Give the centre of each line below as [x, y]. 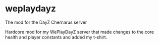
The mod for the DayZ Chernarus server [46, 22]
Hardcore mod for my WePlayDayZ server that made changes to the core [80, 32]
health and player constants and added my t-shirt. [56, 37]
